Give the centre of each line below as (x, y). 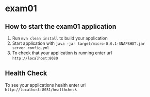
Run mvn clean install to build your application (60, 38)
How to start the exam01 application (61, 27)
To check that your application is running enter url (62, 53)
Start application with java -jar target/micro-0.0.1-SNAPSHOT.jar (78, 43)
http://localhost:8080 (35, 58)
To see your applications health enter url (45, 85)
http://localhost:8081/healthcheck (41, 90)
